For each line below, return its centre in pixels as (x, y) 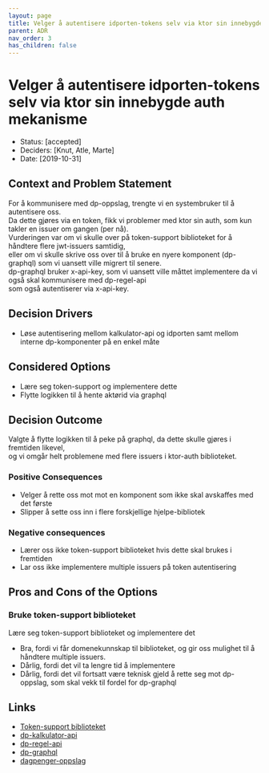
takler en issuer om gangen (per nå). (68, 229)
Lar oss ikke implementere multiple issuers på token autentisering (128, 567)
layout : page (30, 16)
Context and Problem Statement (90, 184)
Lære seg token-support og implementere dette (98, 386)
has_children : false (43, 46)
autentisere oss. (35, 212)
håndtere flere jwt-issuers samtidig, (67, 246)
